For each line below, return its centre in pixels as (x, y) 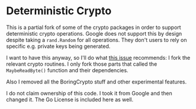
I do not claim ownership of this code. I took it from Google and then (89, 93)
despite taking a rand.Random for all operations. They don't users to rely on (97, 40)
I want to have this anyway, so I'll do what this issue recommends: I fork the (98, 57)
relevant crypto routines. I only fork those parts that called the (82, 64)
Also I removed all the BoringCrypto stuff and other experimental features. (97, 82)
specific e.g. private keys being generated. (58, 46)
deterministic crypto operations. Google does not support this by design (94, 33)
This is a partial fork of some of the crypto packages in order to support (94, 27)
